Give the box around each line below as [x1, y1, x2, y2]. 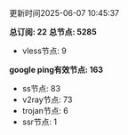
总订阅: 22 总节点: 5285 [9, 27, 97, 37]
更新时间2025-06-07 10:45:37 [9, 8, 120, 18]
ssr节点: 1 [21, 116, 58, 127]
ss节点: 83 [21, 83, 60, 93]
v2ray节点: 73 [21, 94, 73, 105]
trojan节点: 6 [21, 106, 68, 115]
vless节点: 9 [21, 45, 67, 56]
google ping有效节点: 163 [9, 65, 104, 75]
